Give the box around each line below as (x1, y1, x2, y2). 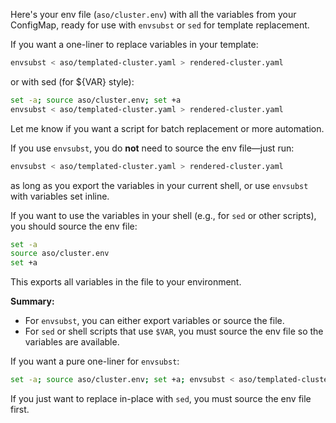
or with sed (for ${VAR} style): (10, 75, 135, 88)
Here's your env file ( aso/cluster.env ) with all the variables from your (10, 9, 297, 20)
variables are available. (24, 336, 120, 348)
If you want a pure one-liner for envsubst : (10, 355, 180, 368)
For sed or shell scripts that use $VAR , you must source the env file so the (24, 325, 324, 338)
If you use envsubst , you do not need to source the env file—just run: (10, 142, 295, 154)
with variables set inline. (10, 190, 110, 202)
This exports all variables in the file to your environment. (10, 276, 242, 288)
